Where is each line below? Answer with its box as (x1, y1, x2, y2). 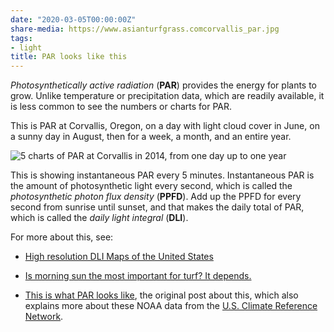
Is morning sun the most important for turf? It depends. (24, 270, 252, 282)
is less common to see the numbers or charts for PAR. (10, 101, 233, 113)
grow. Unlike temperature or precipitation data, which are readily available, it (10, 90, 325, 102)
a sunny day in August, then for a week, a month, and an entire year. (10, 131, 292, 143)
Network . (24, 311, 64, 323)
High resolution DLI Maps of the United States (24, 251, 214, 263)
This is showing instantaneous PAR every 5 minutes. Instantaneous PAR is (10, 169, 315, 181)
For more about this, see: (10, 231, 114, 243)
